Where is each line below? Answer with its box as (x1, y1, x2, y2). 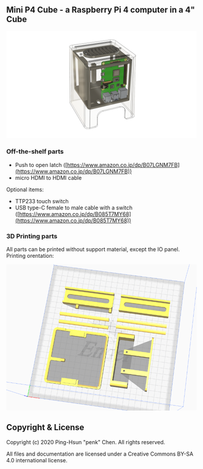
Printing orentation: (6, 252, 54, 259)
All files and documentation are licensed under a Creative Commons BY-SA (6, 450, 193, 458)
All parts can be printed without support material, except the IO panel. (6, 245, 180, 253)
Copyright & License (6, 422, 85, 433)
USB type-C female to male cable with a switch (14, 204, 133, 211)
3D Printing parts (6, 232, 58, 240)
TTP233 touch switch (14, 197, 69, 205)
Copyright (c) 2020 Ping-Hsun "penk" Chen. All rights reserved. (6, 438, 166, 445)
